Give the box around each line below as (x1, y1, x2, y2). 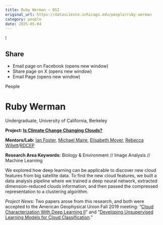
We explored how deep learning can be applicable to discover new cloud (5, 167, 156, 173)
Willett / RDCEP (5, 143, 35, 148)
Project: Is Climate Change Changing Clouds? (5, 128, 103, 133)
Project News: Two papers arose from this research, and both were (5, 198, 144, 204)
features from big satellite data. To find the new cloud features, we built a (5, 173, 157, 178)
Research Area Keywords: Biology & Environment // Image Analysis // (5, 152, 150, 158)
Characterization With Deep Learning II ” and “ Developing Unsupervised (5, 209, 153, 215)
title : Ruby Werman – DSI (5, 7, 59, 13)
